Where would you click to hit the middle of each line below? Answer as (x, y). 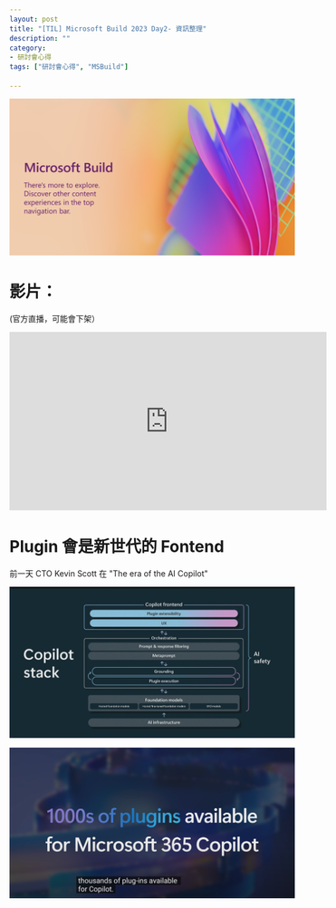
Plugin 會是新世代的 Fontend (117, 547)
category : (28, 48)
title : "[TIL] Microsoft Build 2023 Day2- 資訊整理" (108, 29)
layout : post (34, 19)
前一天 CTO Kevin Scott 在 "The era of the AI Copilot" (109, 573)
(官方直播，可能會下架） (55, 318)
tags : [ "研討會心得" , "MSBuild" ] (69, 67)
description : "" (40, 38)
